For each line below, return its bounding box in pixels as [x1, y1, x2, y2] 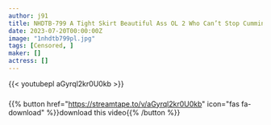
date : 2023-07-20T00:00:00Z [8, 27, 103, 35]
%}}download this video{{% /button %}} [46, 107, 181, 117]
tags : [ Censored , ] [8, 42, 74, 50]
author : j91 [8, 11, 48, 20]
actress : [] [8, 57, 48, 65]
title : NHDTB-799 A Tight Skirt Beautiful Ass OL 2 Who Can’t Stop [8, 19, 240, 27]
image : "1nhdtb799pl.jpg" [8, 34, 95, 43]
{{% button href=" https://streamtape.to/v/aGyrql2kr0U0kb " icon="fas [8, 98, 240, 109]
